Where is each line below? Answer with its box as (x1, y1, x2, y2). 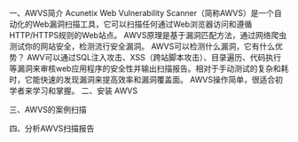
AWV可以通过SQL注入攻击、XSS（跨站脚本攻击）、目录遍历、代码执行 (26, 52, 282, 62)
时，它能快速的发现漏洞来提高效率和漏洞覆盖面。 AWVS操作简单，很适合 (9, 75, 276, 84)
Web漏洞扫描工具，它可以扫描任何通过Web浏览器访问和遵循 (32, 19, 253, 29)
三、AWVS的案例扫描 (9, 105, 87, 114)
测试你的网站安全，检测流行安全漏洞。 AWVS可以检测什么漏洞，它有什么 (9, 41, 276, 51)
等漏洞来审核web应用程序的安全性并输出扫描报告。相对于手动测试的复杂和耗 (9, 63, 289, 74)
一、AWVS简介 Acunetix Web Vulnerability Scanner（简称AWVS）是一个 (9, 8, 275, 18)
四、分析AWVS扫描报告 (9, 123, 95, 133)
